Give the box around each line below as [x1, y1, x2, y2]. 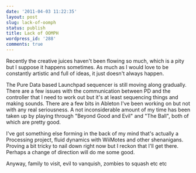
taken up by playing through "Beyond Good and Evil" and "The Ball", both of [6, 112, 189, 119]
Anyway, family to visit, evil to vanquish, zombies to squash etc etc [6, 160, 167, 167]
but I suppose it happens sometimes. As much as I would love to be [6, 63, 169, 70]
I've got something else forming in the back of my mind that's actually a [6, 130, 179, 137]
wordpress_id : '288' [6, 36, 57, 42]
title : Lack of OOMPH [6, 30, 59, 36]
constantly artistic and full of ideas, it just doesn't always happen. [6, 70, 164, 77]
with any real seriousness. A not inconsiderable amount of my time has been [6, 106, 191, 113]
